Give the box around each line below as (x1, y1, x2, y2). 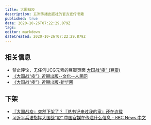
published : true (5, 16, 38, 21)
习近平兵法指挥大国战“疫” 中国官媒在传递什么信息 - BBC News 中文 (12, 114, 147, 120)
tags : (5, 25, 16, 30)
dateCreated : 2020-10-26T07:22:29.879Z (5, 34, 86, 39)
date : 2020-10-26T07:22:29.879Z (5, 20, 70, 26)
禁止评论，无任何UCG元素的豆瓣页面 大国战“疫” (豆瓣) (12, 67, 120, 73)
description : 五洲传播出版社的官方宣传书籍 (5, 12, 84, 16)
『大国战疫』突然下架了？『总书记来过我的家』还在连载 (12, 109, 123, 114)
